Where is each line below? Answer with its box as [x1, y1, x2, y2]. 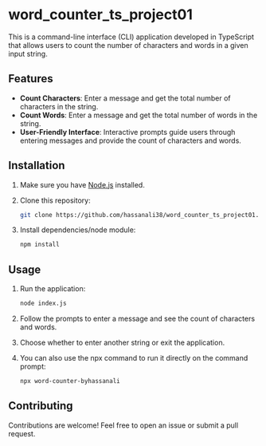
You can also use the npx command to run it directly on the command [19, 353, 248, 362]
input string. [8, 49, 48, 58]
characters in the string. [19, 101, 99, 111]
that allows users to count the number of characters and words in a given [8, 40, 248, 49]
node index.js [19, 299, 67, 308]
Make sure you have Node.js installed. [19, 180, 145, 189]
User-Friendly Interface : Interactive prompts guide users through [19, 127, 236, 136]
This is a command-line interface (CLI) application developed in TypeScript [8, 32, 255, 41]
